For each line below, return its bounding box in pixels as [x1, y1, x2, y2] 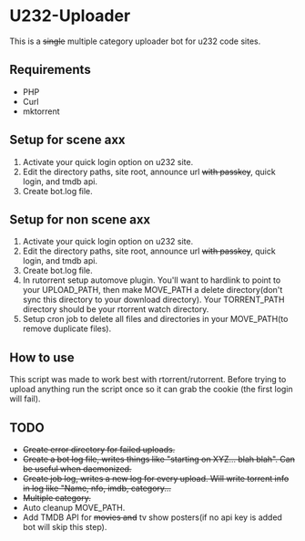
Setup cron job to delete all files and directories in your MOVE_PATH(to [22, 314, 289, 325]
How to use [9, 349, 75, 365]
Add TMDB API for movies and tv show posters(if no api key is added [22, 512, 282, 523]
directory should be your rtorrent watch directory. [22, 304, 209, 315]
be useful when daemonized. [22, 463, 132, 474]
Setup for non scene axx [9, 212, 151, 227]
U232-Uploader [9, 5, 131, 26]
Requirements [9, 62, 91, 78]
